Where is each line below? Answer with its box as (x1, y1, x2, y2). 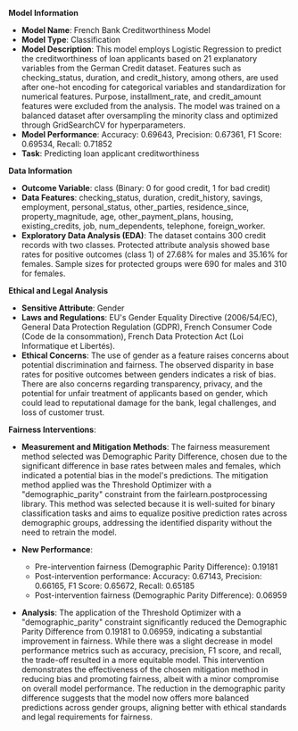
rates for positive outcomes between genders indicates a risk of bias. (21, 370, 277, 379)
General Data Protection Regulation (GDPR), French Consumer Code (21, 321, 273, 332)
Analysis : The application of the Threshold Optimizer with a (21, 607, 242, 618)
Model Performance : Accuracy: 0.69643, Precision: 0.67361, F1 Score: (21, 129, 282, 139)
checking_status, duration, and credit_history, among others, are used (21, 72, 278, 83)
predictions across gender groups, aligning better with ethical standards (21, 702, 287, 712)
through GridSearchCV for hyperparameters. (21, 120, 186, 130)
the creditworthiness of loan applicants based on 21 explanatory (21, 54, 258, 63)
